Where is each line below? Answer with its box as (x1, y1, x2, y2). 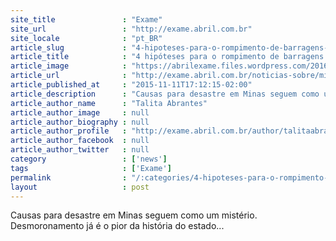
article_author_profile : (10, 126, 128, 136)
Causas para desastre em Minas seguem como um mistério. (10, 209, 258, 221)
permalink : (10, 172, 128, 183)
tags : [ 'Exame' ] (10, 163, 172, 173)
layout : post (10, 182, 150, 192)
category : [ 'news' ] (10, 154, 168, 164)
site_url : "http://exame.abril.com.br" (10, 24, 253, 34)
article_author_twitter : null (10, 145, 150, 155)
